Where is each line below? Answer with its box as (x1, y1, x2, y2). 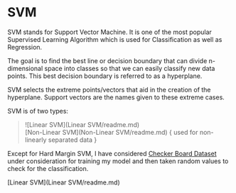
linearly (24, 136, 47, 144)
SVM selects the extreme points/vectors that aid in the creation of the (7, 85, 211, 94)
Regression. (7, 43, 43, 51)
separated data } (48, 136, 97, 144)
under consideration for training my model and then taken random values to (7, 157, 229, 165)
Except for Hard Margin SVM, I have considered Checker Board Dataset (7, 149, 217, 158)
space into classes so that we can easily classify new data (44, 64, 215, 72)
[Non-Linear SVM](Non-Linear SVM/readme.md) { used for (24, 128, 198, 136)
